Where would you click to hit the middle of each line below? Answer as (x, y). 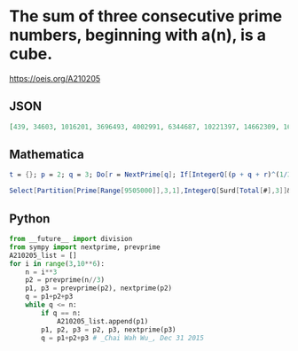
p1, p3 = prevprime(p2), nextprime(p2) (99, 289)
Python (30, 218)
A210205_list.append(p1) (102, 321)
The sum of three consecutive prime (145, 16)
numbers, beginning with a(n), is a (138, 35)
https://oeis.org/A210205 (55, 78)
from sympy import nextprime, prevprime (85, 247)
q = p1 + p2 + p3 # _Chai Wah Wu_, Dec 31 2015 (122, 338)
